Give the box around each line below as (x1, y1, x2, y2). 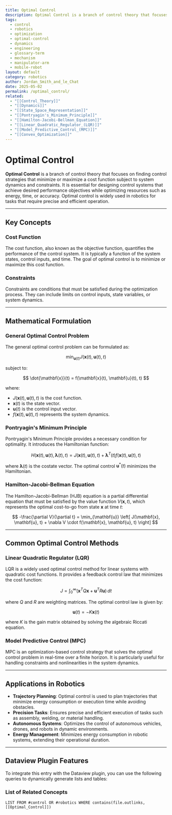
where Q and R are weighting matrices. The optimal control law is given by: (5, 599, 164, 605)
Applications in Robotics (5, 679, 85, 688)
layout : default (5, 70, 40, 75)
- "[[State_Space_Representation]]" (10, 108, 88, 113)
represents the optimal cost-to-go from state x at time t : (5, 503, 123, 510)
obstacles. (12, 704, 35, 710)
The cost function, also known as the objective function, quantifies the (5, 245, 154, 251)
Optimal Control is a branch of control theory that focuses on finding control (5, 171, 167, 177)
